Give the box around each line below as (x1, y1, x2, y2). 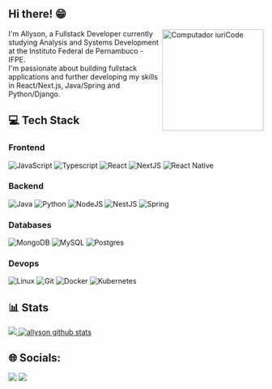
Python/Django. (8, 89, 61, 99)
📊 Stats (8, 301, 49, 314)
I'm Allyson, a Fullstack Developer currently (8, 28, 154, 38)
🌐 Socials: (8, 351, 62, 365)
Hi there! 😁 (8, 7, 67, 21)
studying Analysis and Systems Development (8, 37, 159, 47)
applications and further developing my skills (8, 71, 158, 81)
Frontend (8, 142, 45, 153)
